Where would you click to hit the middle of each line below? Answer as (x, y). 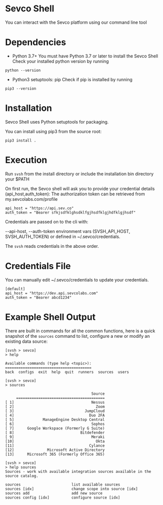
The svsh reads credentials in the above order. (52, 246)
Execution (26, 160)
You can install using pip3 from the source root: (53, 131)
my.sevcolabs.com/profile (31, 199)
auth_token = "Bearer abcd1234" (38, 297)
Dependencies (36, 42)
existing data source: (26, 341)
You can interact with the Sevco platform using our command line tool (76, 22)
